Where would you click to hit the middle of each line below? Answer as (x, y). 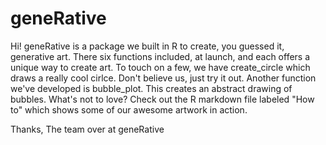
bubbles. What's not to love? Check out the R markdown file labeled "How (162, 99)
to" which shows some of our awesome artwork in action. (129, 109)
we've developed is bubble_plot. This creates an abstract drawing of (151, 88)
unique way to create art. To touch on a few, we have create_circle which (160, 67)
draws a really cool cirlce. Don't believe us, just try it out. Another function (163, 78)
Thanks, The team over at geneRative (87, 129)
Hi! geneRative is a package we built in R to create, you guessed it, (147, 46)
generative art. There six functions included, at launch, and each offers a (160, 56)
